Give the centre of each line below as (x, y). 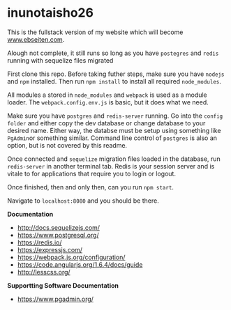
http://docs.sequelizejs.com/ (58, 227)
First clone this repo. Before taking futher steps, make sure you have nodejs (116, 74)
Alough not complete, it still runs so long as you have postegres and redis (113, 53)
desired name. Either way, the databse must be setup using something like (114, 130)
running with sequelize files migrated (60, 60)
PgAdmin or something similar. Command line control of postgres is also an (112, 138)
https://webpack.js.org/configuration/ (71, 257)
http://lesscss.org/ (44, 272)
